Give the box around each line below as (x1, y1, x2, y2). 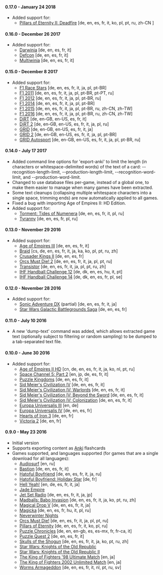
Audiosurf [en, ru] (19, 460, 55, 466)
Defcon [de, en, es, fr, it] (19, 52, 69, 58)
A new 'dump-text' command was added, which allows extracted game (12, 329, 155, 334)
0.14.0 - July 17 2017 (5, 148, 47, 154)
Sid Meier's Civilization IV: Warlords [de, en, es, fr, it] (19, 387, 125, 392)
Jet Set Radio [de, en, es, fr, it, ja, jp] (19, 492, 92, 497)
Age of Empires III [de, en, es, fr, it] (19, 243, 90, 249)
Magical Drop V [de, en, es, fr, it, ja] (19, 502, 91, 508)
